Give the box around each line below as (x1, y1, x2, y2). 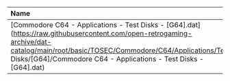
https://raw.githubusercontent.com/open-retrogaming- (13, 29, 192, 38)
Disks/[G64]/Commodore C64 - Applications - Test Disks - (10, 54, 204, 63)
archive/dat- (10, 37, 52, 46)
